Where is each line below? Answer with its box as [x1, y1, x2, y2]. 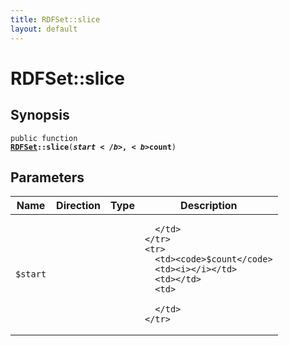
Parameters [10, 169, 85, 186]
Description [180, 199, 238, 213]
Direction [56, 199, 102, 213]
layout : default [10, 24, 78, 34]
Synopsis [10, 107, 70, 124]
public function [10, 133, 78, 143]
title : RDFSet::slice [10, 14, 101, 25]
